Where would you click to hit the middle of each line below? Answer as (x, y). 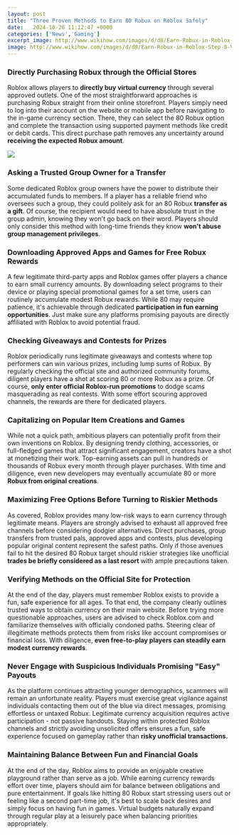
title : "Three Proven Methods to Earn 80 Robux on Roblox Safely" (108, 21)
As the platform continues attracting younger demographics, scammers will (118, 691)
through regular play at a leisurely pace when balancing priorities (102, 816)
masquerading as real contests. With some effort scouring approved (107, 394)
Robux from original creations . (53, 481)
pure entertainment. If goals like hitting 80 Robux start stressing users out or (119, 793)
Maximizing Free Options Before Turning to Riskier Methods (113, 500)
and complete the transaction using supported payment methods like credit (118, 126)
